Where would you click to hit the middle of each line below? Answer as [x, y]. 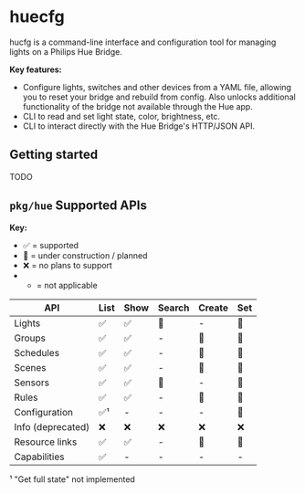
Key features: [36, 69]
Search [174, 308]
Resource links [46, 442]
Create [213, 308]
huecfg [37, 17]
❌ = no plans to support [67, 265]
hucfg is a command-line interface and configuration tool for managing [143, 42]
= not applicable [67, 285]
